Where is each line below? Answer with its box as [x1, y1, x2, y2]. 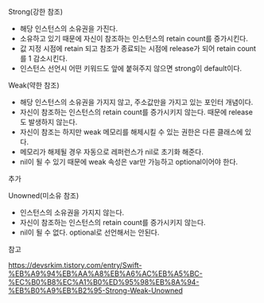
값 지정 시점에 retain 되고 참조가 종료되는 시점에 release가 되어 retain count [19, 44, 257, 53]
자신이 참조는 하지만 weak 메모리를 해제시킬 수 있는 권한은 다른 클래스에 [19, 127, 243, 137]
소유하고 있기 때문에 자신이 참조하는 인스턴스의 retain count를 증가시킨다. [19, 34, 248, 43]
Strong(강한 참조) [8, 7, 64, 16]
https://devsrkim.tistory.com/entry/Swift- [8, 261, 142, 270]
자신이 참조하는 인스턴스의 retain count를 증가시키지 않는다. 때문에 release [19, 107, 253, 117]
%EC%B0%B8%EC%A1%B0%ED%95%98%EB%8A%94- [8, 278, 200, 286]
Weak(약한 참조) [8, 80, 60, 90]
